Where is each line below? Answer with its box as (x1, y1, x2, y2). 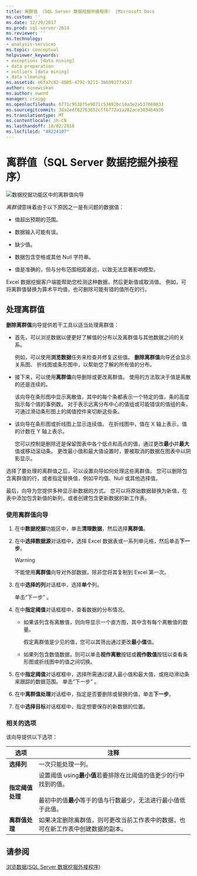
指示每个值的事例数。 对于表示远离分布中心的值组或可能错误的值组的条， (14, 400, 191, 407)
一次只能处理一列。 (38, 760, 92, 769)
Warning (14, 556, 35, 564)
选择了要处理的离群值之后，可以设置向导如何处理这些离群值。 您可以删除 (6, 467, 182, 474)
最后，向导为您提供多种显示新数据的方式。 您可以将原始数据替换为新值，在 (6, 487, 188, 494)
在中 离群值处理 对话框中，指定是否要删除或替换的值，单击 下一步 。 (14, 690, 174, 698)
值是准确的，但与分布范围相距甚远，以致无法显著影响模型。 (14, 265, 159, 273)
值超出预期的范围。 (14, 215, 62, 223)
